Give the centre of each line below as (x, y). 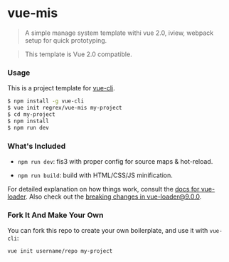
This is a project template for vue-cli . (61, 88)
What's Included (37, 146)
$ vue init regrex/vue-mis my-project (65, 108)
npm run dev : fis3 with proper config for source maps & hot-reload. (115, 161)
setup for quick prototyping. (66, 40)
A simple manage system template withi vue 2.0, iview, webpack (119, 33)
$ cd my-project (31, 114)
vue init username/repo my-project (60, 251)
